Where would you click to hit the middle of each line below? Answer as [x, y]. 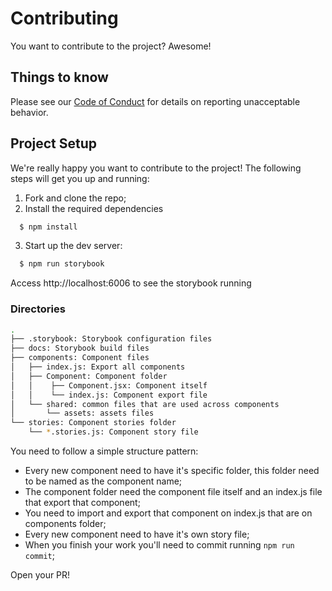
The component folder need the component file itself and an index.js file [173, 492]
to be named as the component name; [103, 481]
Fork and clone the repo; [75, 198]
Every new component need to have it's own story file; [137, 534]
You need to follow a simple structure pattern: [104, 451]
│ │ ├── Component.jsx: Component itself [109, 385]
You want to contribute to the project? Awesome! [111, 46]
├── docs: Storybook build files [80, 348]
